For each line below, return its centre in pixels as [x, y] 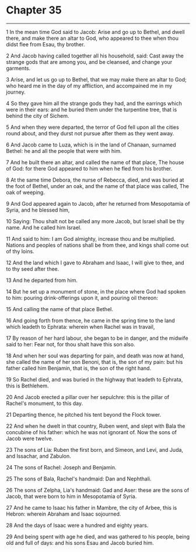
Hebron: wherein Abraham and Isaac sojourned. [64, 514]
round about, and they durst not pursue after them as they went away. [90, 133]
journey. [16, 92]
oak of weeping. [25, 192]
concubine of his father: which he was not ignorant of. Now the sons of [91, 432]
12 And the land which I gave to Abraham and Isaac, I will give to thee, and [95, 263]
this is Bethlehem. [27, 386]
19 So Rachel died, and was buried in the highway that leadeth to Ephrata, [94, 379]
